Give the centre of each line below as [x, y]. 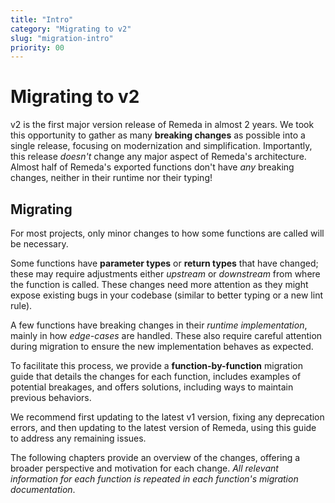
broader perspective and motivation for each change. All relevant [144, 468]
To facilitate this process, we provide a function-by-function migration [157, 365]
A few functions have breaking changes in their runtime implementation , [159, 325]
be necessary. [39, 244]
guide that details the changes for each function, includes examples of [156, 376]
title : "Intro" [42, 19]
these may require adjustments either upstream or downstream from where [165, 274]
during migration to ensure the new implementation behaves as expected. [162, 346]
